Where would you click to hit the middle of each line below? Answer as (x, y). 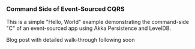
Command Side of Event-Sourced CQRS (65, 9)
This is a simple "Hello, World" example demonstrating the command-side (98, 22)
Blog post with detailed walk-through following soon (70, 40)
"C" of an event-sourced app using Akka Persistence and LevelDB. (89, 28)
